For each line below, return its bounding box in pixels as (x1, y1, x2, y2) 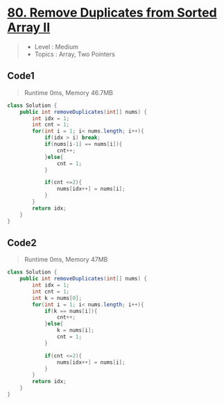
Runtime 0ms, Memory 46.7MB (24, 88, 113, 96)
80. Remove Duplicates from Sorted (7, 5, 217, 21)
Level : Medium (34, 42, 78, 51)
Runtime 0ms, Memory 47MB (24, 255, 108, 264)
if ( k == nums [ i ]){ (44, 308, 98, 314)
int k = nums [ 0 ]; (32, 294, 82, 301)
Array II (7, 19, 51, 35)
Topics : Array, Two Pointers (34, 50, 116, 58)
